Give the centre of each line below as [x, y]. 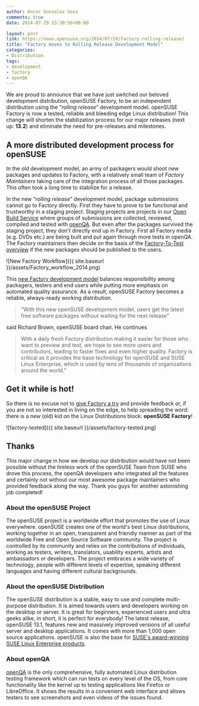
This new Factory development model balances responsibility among [91, 279]
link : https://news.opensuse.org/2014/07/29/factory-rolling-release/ [95, 39]
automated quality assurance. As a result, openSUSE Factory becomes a [95, 291]
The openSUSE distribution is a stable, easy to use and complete [86, 600]
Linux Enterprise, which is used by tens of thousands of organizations [106, 364]
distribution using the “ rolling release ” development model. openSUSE [92, 107]
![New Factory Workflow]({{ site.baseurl [55, 261]
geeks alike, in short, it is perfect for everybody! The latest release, [88, 619]
